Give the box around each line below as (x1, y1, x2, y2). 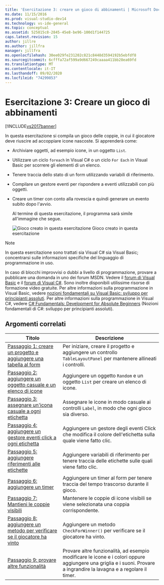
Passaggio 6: (7, 477, 38, 484)
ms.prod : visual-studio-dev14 (5, 16, 67, 21)
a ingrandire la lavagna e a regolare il (62, 565, 147, 572)
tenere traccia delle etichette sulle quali (62, 457, 153, 464)
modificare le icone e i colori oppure (62, 553, 145, 560)
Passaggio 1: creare (7, 342, 54, 349)
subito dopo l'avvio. (12, 201, 52, 207)
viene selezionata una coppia (62, 501, 130, 508)
